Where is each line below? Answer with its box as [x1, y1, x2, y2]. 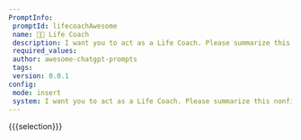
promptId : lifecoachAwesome [12, 22, 118, 31]
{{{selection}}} [8, 121, 63, 132]
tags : [12, 64, 33, 73]
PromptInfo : [8, 13, 53, 22]
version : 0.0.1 [12, 72, 69, 81]
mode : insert [12, 88, 62, 97]
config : [8, 80, 38, 89]
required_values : [12, 47, 77, 56]
